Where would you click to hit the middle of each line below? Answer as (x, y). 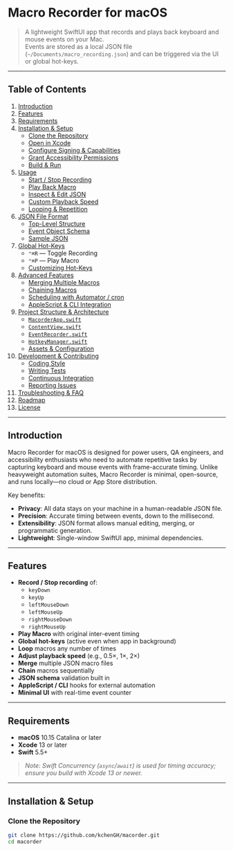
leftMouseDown (48, 605)
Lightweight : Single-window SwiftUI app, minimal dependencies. (111, 538)
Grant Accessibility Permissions (73, 158)
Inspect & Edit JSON (57, 194)
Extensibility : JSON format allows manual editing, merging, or (106, 523)
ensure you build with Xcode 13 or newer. (83, 773)
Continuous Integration (61, 377)
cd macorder (25, 841)
